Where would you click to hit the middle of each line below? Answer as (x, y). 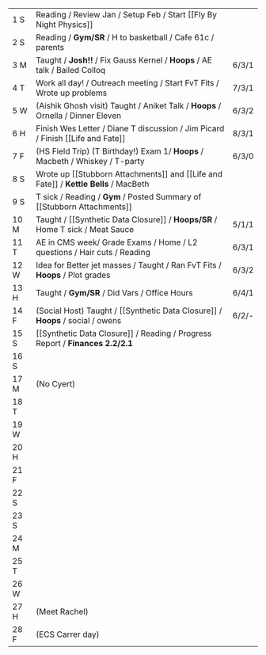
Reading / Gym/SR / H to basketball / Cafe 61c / (125, 37)
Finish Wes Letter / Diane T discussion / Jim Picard (130, 128)
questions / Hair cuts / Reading (93, 252)
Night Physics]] (64, 25)
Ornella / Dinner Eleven (78, 116)
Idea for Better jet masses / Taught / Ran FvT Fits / (128, 265)
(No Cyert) (55, 384)
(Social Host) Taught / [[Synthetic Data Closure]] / (129, 310)
